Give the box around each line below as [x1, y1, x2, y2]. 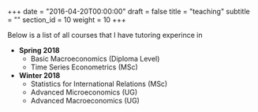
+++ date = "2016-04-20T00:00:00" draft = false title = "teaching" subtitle [7, 7, 250, 16]
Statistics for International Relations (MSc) [30, 79, 168, 88]
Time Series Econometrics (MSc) [30, 62, 139, 72]
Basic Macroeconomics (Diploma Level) [30, 54, 160, 63]
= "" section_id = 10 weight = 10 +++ [7, 15, 127, 24]
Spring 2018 [18, 46, 60, 54]
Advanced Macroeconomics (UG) [30, 96, 140, 105]
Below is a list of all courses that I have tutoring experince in [7, 31, 203, 39]
